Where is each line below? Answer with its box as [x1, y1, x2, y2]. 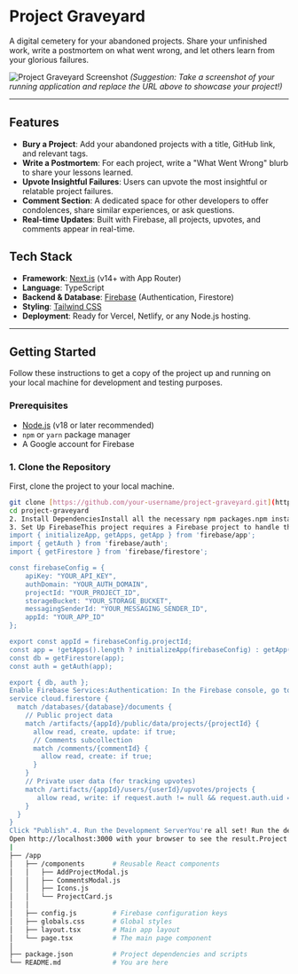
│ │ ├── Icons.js [9, 884, 90, 893]
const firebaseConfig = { [9, 563, 105, 573]
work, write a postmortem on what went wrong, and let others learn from [9, 44, 275, 55]
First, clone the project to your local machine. [9, 481, 175, 491]
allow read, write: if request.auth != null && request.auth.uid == [36, 793, 295, 802]
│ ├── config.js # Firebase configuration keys [9, 909, 228, 918]
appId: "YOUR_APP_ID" [25, 613, 105, 622]
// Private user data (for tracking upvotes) [25, 777, 197, 786]
